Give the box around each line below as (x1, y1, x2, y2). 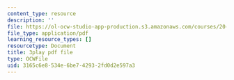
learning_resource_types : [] (7, 36, 92, 43)
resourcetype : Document (7, 42, 77, 49)
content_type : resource (7, 10, 77, 17)
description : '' (7, 17, 54, 24)
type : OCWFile (7, 56, 49, 63)
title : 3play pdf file (7, 49, 73, 56)
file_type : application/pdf (7, 29, 89, 37)
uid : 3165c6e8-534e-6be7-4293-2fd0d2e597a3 (7, 62, 136, 69)
